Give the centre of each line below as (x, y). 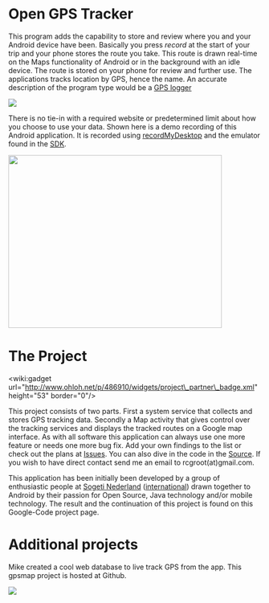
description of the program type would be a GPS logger (100, 87)
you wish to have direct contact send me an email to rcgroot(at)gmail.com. (131, 462)
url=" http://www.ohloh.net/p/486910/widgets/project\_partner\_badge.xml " (133, 387)
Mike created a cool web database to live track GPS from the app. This (125, 567)
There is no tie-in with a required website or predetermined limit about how (132, 118)
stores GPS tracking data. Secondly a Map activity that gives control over (129, 420)
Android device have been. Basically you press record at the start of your (129, 44)
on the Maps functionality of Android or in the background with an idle (124, 62)
